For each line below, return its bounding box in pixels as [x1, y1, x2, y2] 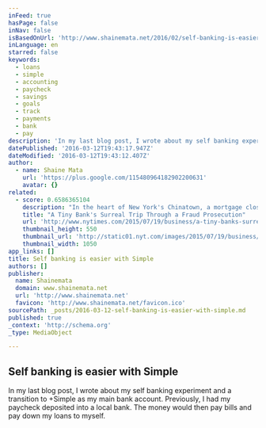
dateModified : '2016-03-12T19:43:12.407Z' [8, 151, 150, 159]
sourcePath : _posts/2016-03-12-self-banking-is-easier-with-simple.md [8, 306, 246, 314]
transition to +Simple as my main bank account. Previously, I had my [8, 394, 231, 404]
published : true [8, 314, 62, 322]
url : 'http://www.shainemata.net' [15, 292, 129, 300]
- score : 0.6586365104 [15, 196, 90, 204]
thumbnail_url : [22, 233, 73, 241]
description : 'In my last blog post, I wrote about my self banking [8, 136, 239, 145]
